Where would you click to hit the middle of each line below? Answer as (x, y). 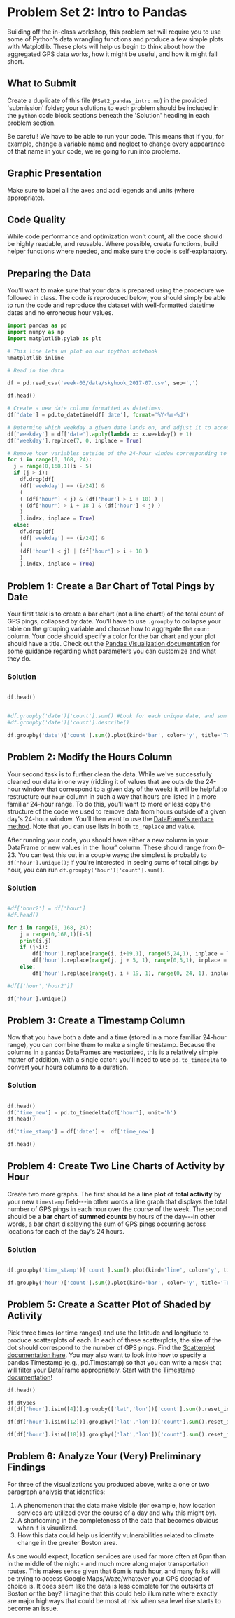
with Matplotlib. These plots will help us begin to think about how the (106, 46)
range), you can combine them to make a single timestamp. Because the (112, 1045)
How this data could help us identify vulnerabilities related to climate (116, 1535)
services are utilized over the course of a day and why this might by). (117, 1513)
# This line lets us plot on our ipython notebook (83, 351)
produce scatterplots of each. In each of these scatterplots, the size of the (114, 1340)
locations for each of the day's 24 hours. (66, 1231)
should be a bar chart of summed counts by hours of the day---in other (111, 1216)
